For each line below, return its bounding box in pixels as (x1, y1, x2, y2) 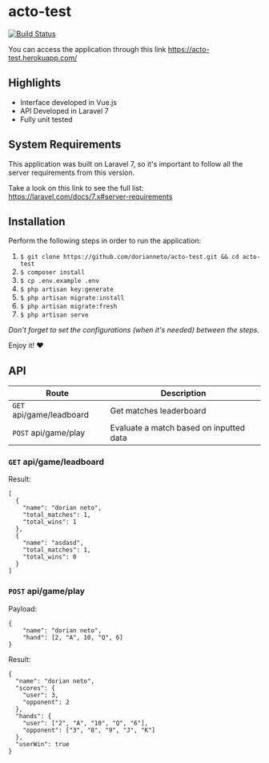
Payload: (8, 604, 38, 613)
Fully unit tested (19, 115, 74, 124)
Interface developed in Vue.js (19, 97, 118, 107)
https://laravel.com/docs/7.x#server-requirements (8, 192, 173, 201)
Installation (8, 215, 66, 228)
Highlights (8, 76, 62, 90)
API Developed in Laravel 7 (19, 106, 110, 115)
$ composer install (19, 268, 86, 277)
